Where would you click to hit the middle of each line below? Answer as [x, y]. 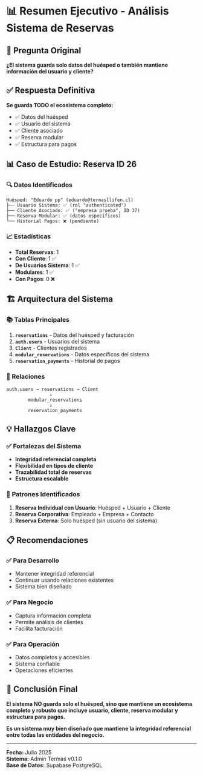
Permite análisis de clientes [49, 622]
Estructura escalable [42, 479]
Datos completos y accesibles [52, 657]
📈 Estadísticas [29, 236]
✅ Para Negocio [30, 602]
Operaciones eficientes [44, 670]
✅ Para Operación [33, 644]
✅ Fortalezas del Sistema [44, 447]
